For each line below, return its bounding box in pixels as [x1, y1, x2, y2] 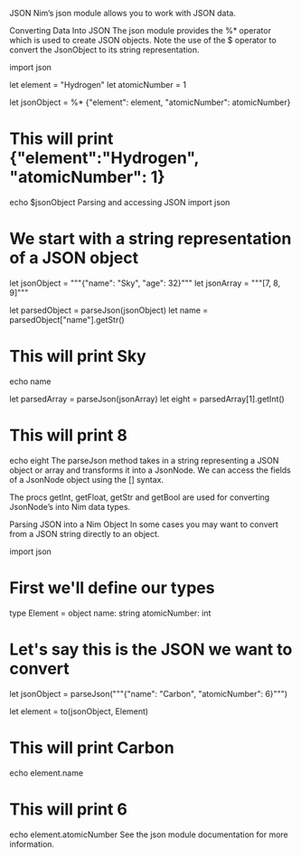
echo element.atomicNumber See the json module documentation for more [9, 829, 289, 840]
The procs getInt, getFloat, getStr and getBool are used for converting [9, 492, 270, 503]
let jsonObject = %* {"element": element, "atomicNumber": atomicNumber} [9, 97, 291, 108]
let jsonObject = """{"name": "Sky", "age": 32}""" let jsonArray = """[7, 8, [9, 278, 281, 288]
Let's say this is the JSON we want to [9, 639, 293, 659]
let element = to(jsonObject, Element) [9, 705, 149, 717]
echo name [9, 375, 52, 387]
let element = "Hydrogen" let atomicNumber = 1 [9, 80, 187, 89]
